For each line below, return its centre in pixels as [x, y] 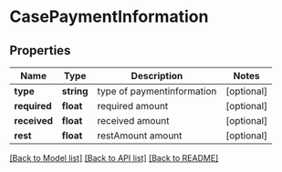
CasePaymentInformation [109, 17]
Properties [40, 51]
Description [157, 76]
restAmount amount [140, 136]
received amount [133, 121]
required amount [133, 106]
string [75, 91]
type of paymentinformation [157, 91]
